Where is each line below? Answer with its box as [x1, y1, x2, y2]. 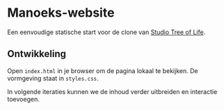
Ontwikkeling [7, 48, 67, 60]
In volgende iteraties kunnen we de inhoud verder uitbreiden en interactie [7, 87, 218, 95]
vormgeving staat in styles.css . [7, 74, 99, 82]
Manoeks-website [7, 5, 115, 21]
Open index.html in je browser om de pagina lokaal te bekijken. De [7, 66, 198, 74]
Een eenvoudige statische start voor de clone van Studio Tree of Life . [7, 28, 206, 36]
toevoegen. [7, 95, 40, 103]
